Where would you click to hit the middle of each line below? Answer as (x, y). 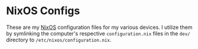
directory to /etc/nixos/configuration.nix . (59, 40)
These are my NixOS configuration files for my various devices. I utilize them (99, 27)
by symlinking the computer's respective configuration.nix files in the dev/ (98, 33)
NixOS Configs (43, 11)
